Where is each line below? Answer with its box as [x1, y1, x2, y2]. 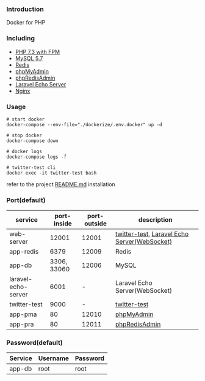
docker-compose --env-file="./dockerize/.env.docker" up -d [6, 121, 163, 127]
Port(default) [6, 195, 46, 204]
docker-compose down [6, 137, 59, 144]
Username [38, 354, 69, 363]
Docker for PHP [6, 19, 46, 26]
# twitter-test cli [6, 164, 56, 170]
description [138, 216, 173, 224]
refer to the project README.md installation [6, 180, 116, 188]
